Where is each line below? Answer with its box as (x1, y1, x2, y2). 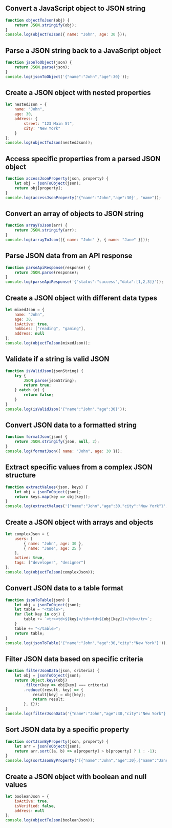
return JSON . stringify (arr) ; (14, 228, 77, 233)
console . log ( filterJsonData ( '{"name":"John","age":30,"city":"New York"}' (5, 711, 168, 717)
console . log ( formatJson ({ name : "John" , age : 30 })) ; (5, 449, 123, 454)
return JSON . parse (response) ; (14, 269, 79, 275)
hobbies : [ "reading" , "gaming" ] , (14, 326, 86, 332)
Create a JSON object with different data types (5, 294, 158, 302)
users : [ (14, 536, 33, 541)
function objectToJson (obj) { (5, 17, 70, 23)
